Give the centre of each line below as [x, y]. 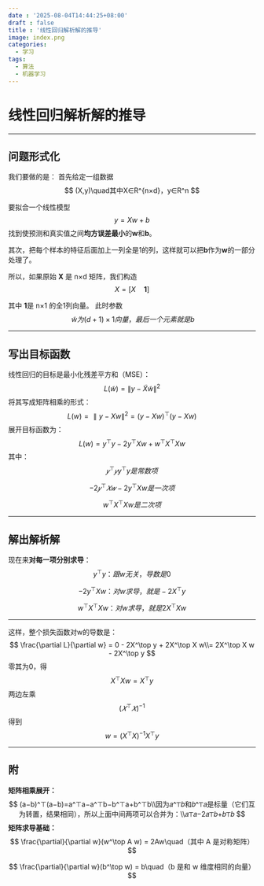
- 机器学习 [31, 74]
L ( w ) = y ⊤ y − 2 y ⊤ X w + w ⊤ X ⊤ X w [132, 443]
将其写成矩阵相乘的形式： [49, 401]
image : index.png [37, 37]
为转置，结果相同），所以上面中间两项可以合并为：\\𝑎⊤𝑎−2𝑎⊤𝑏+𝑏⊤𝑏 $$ [132, 814]
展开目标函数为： [36, 429]
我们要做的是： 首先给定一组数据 [61, 177]
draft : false [31, 23]
